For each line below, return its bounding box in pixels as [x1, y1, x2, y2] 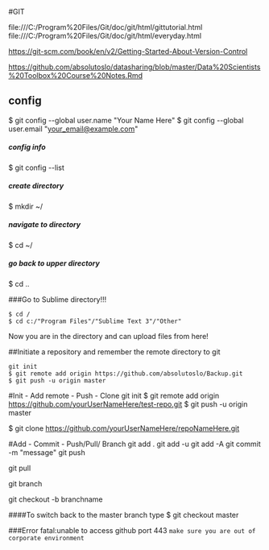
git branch [8, 478, 43, 488]
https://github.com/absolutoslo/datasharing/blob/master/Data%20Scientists [8, 62, 261, 72]
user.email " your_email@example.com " [8, 124, 139, 134]
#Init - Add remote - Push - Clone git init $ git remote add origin [8, 391, 220, 400]
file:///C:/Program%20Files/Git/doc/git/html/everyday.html [8, 31, 202, 40]
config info [8, 143, 46, 152]
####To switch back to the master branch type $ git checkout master [8, 510, 239, 519]
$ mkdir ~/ [8, 201, 43, 211]
